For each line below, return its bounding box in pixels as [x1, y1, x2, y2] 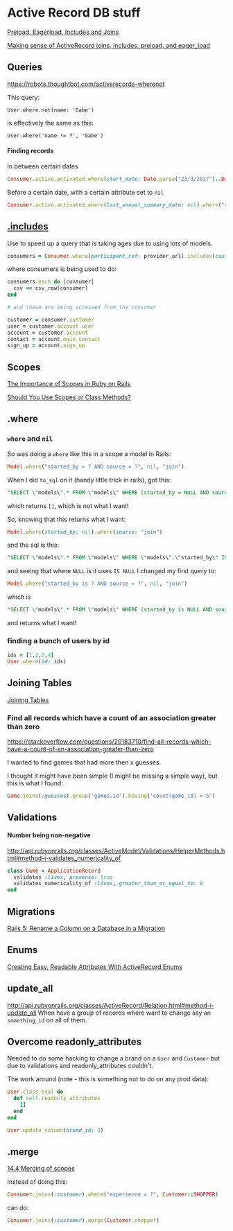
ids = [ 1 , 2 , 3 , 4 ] [7, 652, 54, 659]
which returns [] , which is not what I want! [7, 501, 130, 510]
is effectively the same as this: [7, 119, 94, 127]
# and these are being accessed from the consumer [7, 304, 157, 311]
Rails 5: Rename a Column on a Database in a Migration [7, 924, 165, 932]
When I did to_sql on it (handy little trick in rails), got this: [7, 475, 171, 484]
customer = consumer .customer [7, 316, 95, 323]
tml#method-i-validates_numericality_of [7, 854, 121, 862]
